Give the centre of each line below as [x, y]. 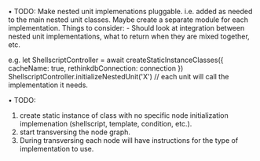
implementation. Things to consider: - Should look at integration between [126, 28]
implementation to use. [57, 149]
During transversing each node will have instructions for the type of [129, 140]
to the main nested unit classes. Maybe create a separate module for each [128, 20]
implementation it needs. [48, 85]
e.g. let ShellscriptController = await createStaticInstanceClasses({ [116, 60]
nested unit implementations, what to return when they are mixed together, [129, 36]
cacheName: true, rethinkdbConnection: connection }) [96, 68]
